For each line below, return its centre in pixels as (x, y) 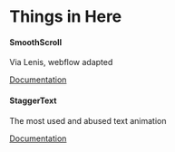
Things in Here (66, 17)
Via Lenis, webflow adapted (61, 62)
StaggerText (33, 100)
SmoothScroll (35, 42)
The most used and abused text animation (88, 120)
